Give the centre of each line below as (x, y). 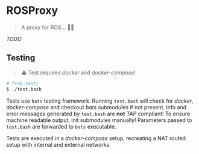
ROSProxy (32, 11)
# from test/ (23, 83)
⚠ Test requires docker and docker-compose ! (78, 72)
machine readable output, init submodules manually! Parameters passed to (99, 120)
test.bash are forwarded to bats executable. (61, 126)
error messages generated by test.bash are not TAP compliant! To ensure (98, 114)
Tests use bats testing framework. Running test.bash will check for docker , (100, 101)
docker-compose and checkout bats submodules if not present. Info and (96, 107)
